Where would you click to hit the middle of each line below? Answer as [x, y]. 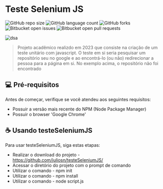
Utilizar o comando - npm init [42, 171]
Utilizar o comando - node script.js [48, 181]
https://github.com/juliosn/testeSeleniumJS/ [58, 160]
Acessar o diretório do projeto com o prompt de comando [72, 165]
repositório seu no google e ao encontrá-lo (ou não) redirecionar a [85, 58]
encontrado [29, 69]
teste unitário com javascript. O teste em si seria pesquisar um [81, 53]
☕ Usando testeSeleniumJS [49, 131]
